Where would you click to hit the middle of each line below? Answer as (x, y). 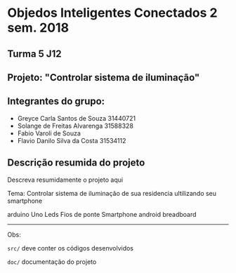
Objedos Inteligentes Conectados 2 (112, 13)
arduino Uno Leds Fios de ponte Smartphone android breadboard (102, 214)
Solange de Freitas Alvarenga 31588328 (75, 126)
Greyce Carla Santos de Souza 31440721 (76, 118)
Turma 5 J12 (34, 54)
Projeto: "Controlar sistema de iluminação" (104, 78)
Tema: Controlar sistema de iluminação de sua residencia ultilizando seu (112, 193)
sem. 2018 (38, 28)
